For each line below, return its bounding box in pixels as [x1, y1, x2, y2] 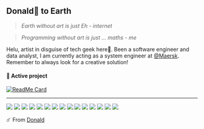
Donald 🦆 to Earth [6, 6, 72, 16]
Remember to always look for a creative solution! [6, 58, 129, 65]
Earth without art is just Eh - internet [21, 22, 112, 29]
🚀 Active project [6, 72, 47, 79]
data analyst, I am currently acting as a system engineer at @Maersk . [6, 52, 180, 59]
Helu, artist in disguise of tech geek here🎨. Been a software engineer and [6, 45, 189, 53]
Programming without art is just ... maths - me [21, 34, 137, 41]
